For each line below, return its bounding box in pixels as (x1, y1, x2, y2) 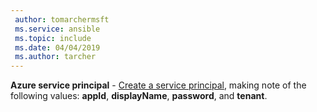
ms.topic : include (14, 33, 92, 43)
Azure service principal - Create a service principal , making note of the (10, 79, 307, 91)
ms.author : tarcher (14, 52, 97, 62)
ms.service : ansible (14, 24, 101, 34)
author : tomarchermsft (14, 14, 110, 25)
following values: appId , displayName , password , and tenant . (10, 90, 268, 102)
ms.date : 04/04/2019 (14, 42, 101, 53)
